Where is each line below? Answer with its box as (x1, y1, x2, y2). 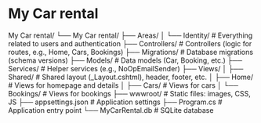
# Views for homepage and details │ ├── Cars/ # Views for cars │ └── (8, 80, 239, 90)
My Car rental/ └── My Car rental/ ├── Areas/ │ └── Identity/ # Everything (8, 31, 253, 40)
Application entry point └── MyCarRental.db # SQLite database (8, 105, 214, 114)
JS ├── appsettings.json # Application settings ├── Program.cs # (8, 97, 223, 107)
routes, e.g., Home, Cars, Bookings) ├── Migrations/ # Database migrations (8, 47, 253, 56)
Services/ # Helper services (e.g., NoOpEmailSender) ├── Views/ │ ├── (8, 63, 244, 73)
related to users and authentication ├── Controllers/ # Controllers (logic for (8, 38, 252, 48)
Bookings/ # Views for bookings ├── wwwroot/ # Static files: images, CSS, (8, 89, 251, 98)
